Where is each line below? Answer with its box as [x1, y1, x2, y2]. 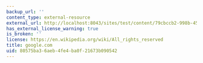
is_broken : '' [6, 31, 42, 37]
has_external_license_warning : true [6, 25, 98, 32]
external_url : [6, 20, 42, 26]
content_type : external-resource [6, 14, 91, 20]
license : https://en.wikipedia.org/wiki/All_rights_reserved [6, 37, 164, 43]
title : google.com [6, 43, 53, 49]
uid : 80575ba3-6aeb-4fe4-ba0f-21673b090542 [6, 48, 118, 54]
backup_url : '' [6, 8, 45, 15]
